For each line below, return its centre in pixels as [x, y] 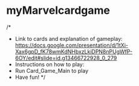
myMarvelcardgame [58, 11]
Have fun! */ [30, 77]
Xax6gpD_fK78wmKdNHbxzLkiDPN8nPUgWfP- [74, 51]
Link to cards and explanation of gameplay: [69, 38]
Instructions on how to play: [50, 64]
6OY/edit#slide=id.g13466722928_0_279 [66, 58]
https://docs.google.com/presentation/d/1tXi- [72, 45]
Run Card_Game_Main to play [52, 70]
